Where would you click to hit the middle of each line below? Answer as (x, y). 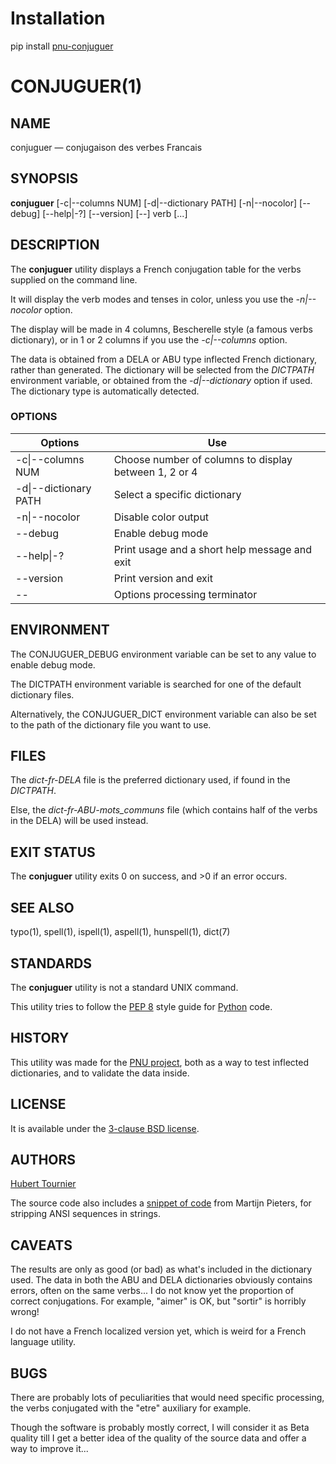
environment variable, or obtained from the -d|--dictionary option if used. (161, 380)
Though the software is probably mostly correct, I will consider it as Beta (160, 1427)
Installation (58, 18)
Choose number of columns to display (203, 459)
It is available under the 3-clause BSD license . (105, 1128)
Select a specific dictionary (177, 494)
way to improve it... (49, 1448)
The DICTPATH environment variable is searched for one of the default (156, 684)
